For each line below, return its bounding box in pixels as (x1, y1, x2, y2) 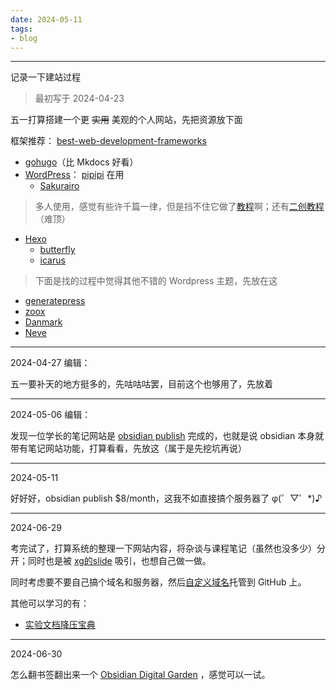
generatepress (24, 295, 86, 307)
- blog (10, 33, 38, 43)
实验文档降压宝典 (24, 619, 96, 631)
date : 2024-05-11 (10, 14, 83, 25)
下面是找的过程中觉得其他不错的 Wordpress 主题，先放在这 (34, 275, 278, 287)
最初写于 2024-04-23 (34, 92, 125, 105)
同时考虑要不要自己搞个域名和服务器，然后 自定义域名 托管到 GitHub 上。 (10, 576, 307, 588)
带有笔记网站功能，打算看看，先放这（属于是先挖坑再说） (10, 442, 247, 455)
